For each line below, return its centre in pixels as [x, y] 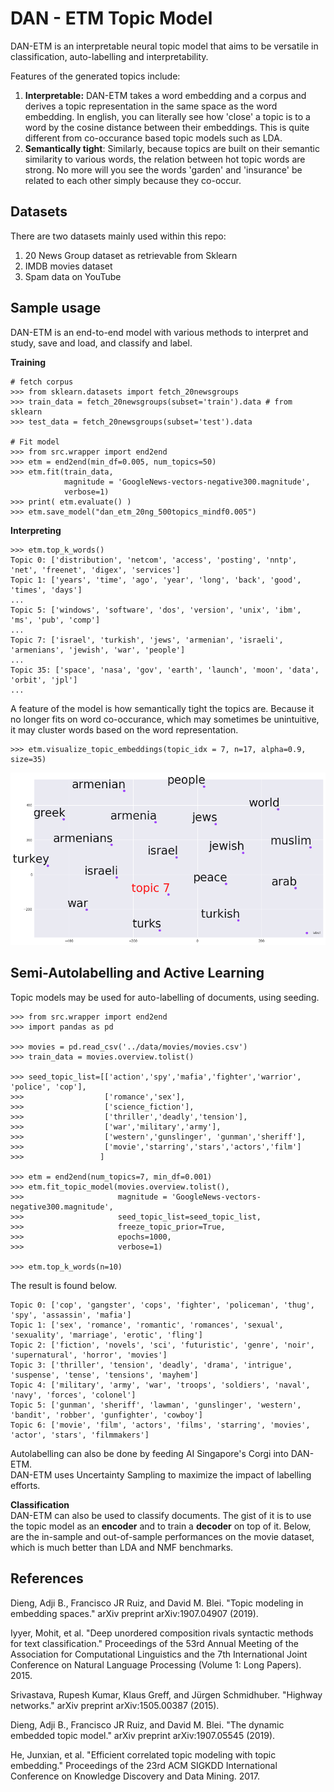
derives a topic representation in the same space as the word [151, 106]
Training [28, 362]
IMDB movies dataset [68, 266]
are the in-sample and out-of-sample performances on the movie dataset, [162, 1536]
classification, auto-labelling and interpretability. [109, 56]
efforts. [25, 1485]
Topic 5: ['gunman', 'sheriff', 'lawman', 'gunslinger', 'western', [156, 1405]
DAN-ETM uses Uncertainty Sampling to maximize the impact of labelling [161, 1474]
